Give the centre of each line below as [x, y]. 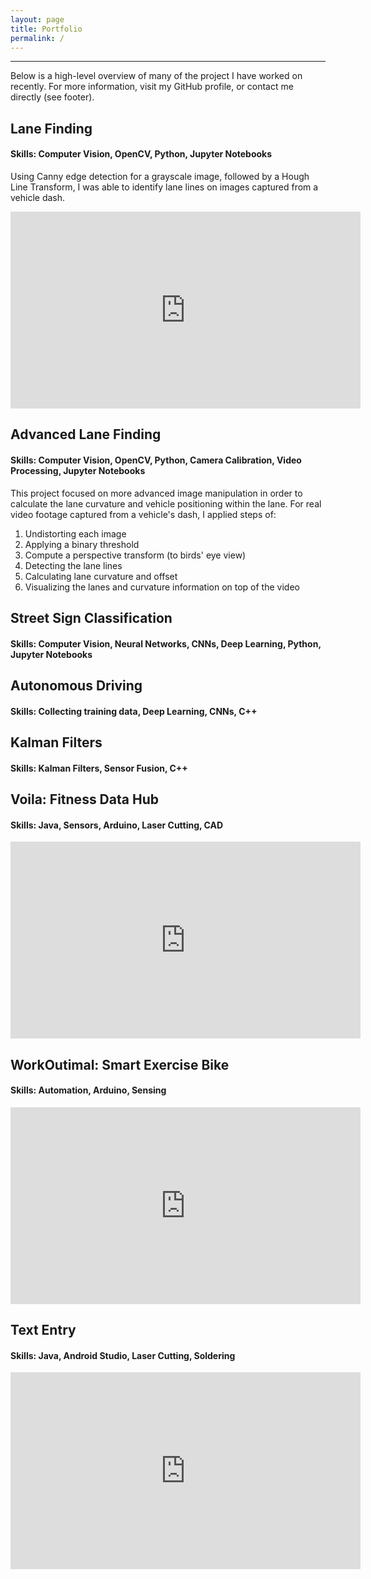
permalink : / [37, 38]
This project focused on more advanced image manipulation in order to [156, 493]
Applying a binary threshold [82, 544]
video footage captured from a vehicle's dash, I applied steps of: [143, 514]
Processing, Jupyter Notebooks [78, 470]
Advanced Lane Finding [86, 434]
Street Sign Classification [91, 617]
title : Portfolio [46, 29]
